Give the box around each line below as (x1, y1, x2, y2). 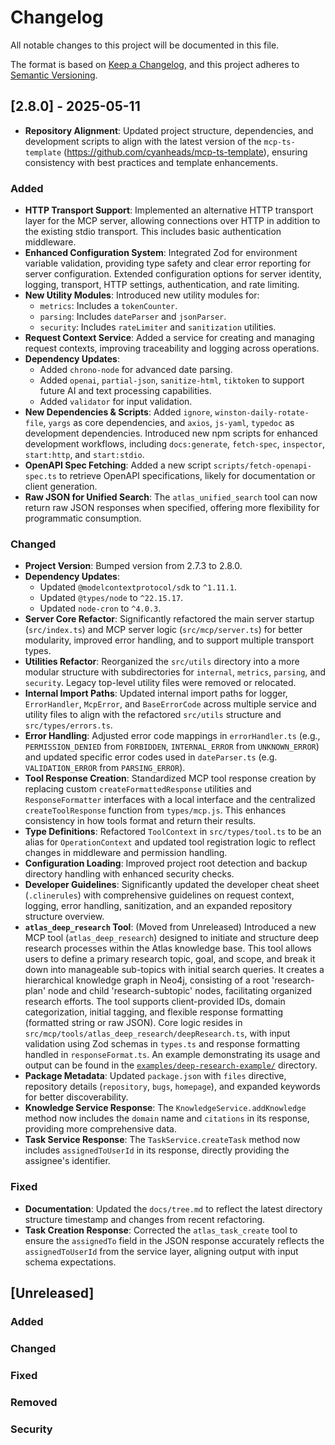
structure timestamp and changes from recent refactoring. (24, 1213, 266, 1225)
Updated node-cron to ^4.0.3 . (39, 602, 162, 615)
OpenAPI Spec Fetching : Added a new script (24, 459, 212, 471)
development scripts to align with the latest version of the (24, 135, 262, 147)
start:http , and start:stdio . (24, 449, 145, 461)
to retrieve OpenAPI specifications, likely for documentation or (58, 470, 316, 482)
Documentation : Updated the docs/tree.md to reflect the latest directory (24, 1202, 323, 1215)
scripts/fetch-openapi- (213, 461, 313, 471)
